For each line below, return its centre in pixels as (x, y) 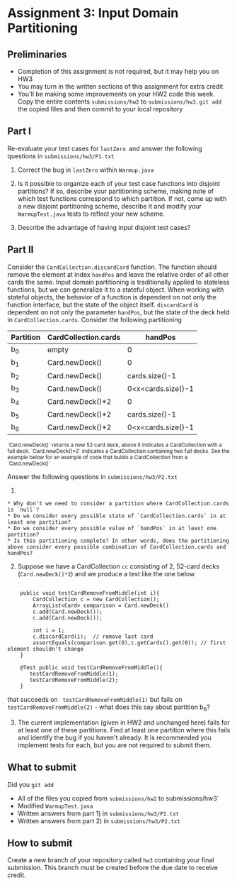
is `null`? (23, 510)
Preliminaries (37, 54)
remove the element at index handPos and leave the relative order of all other (118, 274)
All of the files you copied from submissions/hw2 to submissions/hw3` (118, 798)
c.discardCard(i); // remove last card (93, 637)
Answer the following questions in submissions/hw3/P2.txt (93, 476)
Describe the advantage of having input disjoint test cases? (104, 227)
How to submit (40, 843)
